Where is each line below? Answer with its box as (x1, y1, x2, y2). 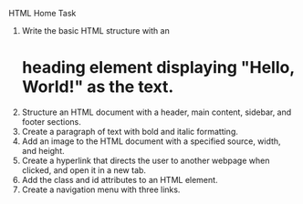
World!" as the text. (21, 76, 174, 97)
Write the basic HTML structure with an (21, 25, 170, 36)
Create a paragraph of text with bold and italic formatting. (21, 126, 239, 137)
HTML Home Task (8, 8, 77, 18)
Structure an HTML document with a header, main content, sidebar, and (21, 107, 292, 117)
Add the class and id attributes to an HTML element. (21, 174, 218, 185)
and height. (21, 145, 65, 156)
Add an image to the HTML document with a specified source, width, (21, 136, 281, 147)
